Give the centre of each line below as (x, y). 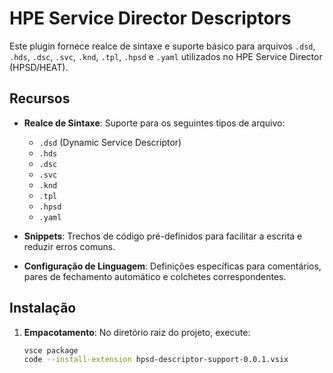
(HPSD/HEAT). (39, 67)
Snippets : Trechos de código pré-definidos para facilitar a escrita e (163, 236)
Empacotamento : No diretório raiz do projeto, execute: (137, 332)
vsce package (51, 350)
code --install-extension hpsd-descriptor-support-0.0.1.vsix (156, 360)
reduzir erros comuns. (69, 246)
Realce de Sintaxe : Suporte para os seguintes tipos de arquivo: (154, 123)
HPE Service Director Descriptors (150, 18)
